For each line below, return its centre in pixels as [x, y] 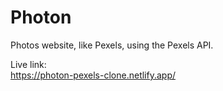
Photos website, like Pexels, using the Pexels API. [112, 45]
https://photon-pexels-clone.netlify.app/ [93, 75]
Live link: [28, 64]
